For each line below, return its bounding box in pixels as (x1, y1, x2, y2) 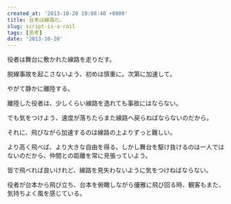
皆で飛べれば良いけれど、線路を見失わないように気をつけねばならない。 (7, 166, 212, 174)
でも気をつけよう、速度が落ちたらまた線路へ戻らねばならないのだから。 (7, 114, 212, 122)
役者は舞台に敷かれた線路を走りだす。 (7, 56, 116, 64)
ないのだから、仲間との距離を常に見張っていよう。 (7, 152, 152, 160)
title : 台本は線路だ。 (7, 16, 66, 23)
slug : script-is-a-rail (7, 23, 76, 30)
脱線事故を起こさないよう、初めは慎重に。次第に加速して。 (7, 70, 176, 78)
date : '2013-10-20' (7, 36, 63, 43)
